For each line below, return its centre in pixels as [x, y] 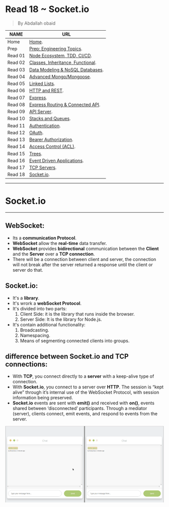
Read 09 [16, 112]
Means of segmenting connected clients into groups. [75, 341]
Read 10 [16, 119]
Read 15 [16, 153]
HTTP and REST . [47, 91]
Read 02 [16, 63]
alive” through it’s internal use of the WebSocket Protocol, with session [86, 392]
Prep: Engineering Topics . [56, 48]
